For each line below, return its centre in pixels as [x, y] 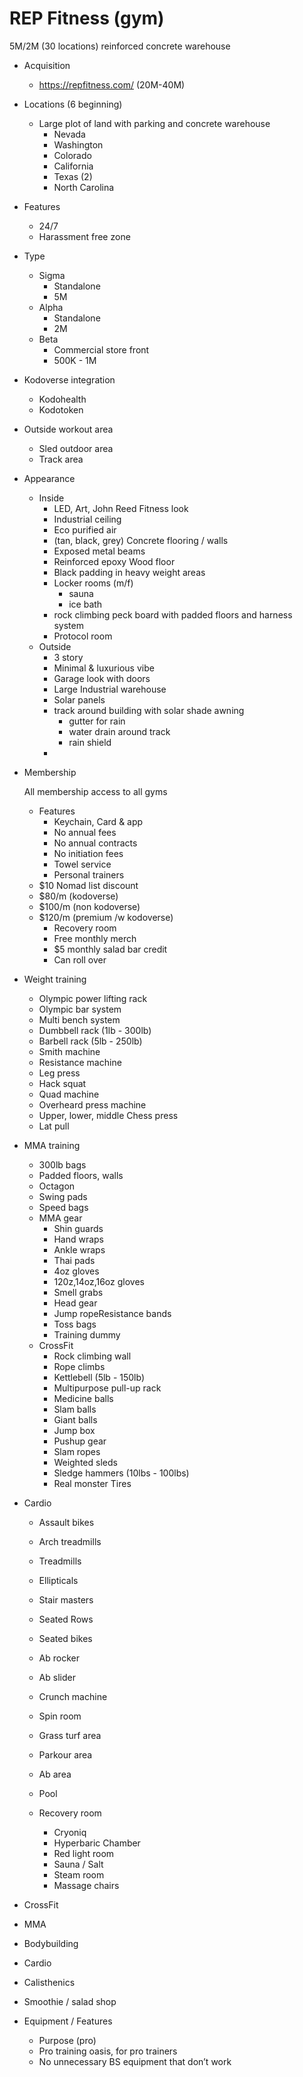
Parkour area [65, 1754]
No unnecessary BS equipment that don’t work [135, 2061]
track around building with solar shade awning [149, 710]
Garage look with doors [102, 678]
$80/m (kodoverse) [78, 896]
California [73, 166]
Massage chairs [86, 1885]
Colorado [72, 155]
